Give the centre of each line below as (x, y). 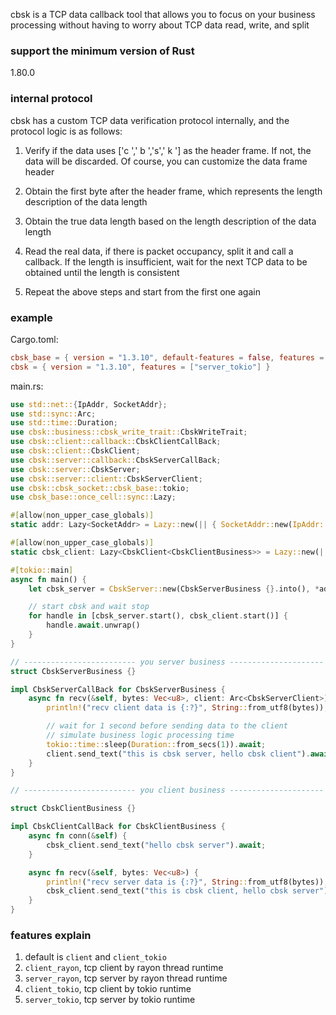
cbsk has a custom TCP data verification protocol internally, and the (150, 120)
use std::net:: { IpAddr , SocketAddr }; (89, 404)
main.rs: (27, 386)
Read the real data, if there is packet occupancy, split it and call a (159, 251)
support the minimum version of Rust (102, 51)
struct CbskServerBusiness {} (73, 671)
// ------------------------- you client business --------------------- (167, 790)
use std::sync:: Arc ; (53, 414)
